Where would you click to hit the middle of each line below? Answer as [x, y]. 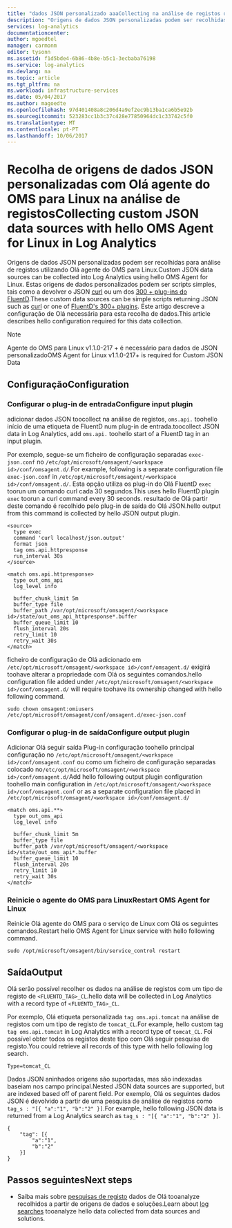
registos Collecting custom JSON [103, 214]
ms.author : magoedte [37, 104]
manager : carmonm [32, 46]
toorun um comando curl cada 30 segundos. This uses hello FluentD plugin [113, 491]
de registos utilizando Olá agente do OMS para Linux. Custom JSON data [110, 270]
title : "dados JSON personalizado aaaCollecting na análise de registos [114, 13]
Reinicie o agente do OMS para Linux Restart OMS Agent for [109, 900]
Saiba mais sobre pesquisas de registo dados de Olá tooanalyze [108, 1197]
